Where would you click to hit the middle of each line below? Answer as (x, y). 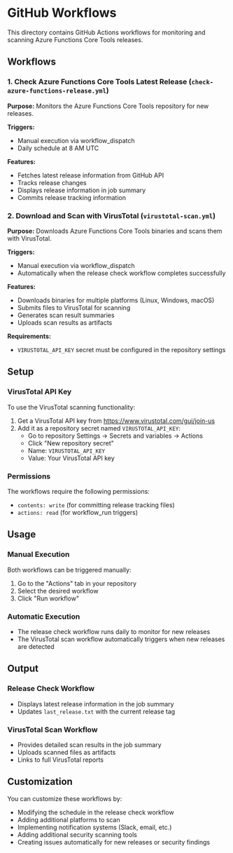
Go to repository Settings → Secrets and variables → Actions (115, 436)
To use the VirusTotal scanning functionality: (71, 407)
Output (23, 669)
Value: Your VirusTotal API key (71, 458)
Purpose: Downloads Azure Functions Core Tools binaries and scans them (115, 231)
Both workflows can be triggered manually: (69, 570)
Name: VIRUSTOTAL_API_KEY (66, 450)
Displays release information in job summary (82, 190)
